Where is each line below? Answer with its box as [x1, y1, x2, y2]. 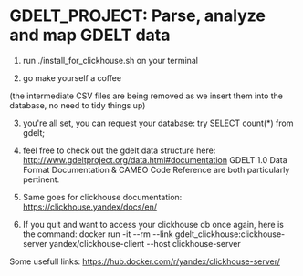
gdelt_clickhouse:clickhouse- [174, 229, 286, 240]
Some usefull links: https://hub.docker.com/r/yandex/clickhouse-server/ [9, 256, 281, 267]
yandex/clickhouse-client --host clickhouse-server [48, 238, 241, 249]
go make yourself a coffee [22, 72, 121, 83]
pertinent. [22, 174, 60, 185]
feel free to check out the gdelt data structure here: [22, 145, 216, 156]
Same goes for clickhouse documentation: [22, 191, 183, 202]
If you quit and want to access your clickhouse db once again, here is [22, 219, 285, 230]
